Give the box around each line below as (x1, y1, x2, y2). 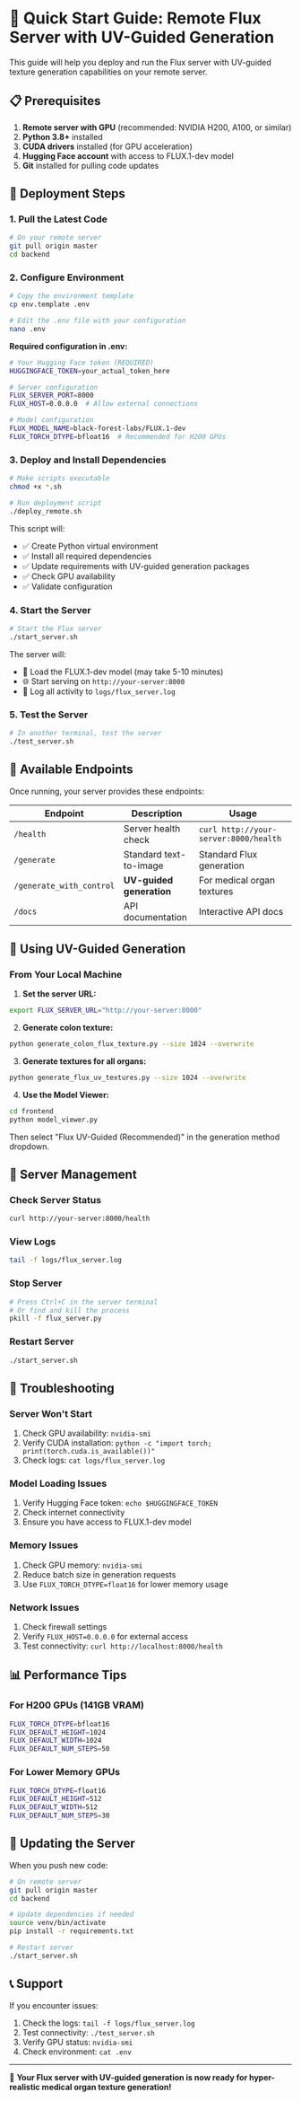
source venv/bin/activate (9, 1919, 106, 1928)
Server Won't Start (9, 1407, 92, 1420)
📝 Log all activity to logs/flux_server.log (21, 686, 176, 697)
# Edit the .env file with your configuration (9, 316, 186, 326)
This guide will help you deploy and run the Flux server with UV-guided (9, 57, 271, 67)
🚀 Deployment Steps (9, 186, 125, 201)
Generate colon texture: (21, 1023, 114, 1033)
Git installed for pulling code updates (21, 160, 159, 171)
